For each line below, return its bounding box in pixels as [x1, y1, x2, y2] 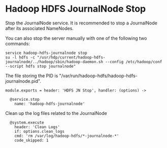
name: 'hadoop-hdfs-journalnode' [14, 101, 85, 106]
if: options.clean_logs [14, 129, 65, 134]
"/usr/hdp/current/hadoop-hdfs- [37, 54, 106, 60]
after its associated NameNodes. [5, 25, 74, 31]
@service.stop [10, 97, 40, 102]
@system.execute [10, 120, 44, 125]
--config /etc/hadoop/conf [105, 59, 162, 64]
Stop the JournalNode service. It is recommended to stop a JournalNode [5, 20, 157, 26]
